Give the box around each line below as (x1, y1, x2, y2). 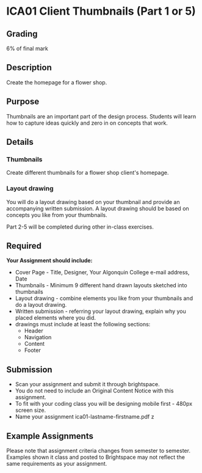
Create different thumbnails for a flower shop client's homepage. (6, 169, 169, 177)
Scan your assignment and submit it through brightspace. (15, 381, 160, 388)
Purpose (6, 97, 40, 107)
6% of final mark (6, 45, 49, 52)
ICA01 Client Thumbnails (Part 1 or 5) (6, 4, 197, 18)
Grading (6, 29, 38, 39)
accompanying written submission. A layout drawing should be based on (6, 205, 189, 212)
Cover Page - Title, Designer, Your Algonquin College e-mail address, (15, 269, 190, 276)
